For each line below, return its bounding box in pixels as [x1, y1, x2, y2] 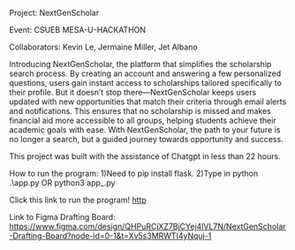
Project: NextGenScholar [9, 8, 100, 18]
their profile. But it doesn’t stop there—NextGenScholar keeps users [9, 87, 257, 97]
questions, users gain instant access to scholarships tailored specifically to [9, 78, 283, 87]
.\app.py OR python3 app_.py [9, 178, 116, 188]
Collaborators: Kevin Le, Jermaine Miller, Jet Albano [9, 42, 198, 52]
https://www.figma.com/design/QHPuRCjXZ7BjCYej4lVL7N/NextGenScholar [9, 221, 286, 231]
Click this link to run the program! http [9, 194, 147, 205]
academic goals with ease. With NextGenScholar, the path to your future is [9, 125, 281, 135]
